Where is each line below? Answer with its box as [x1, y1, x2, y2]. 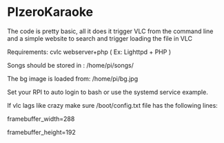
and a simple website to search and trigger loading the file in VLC [7, 34, 193, 42]
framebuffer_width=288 [7, 115, 75, 123]
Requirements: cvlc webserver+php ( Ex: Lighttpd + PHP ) [7, 48, 171, 56]
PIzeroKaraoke [7, 4, 94, 20]
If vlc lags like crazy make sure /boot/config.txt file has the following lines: [7, 101, 218, 109]
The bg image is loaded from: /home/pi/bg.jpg [7, 74, 139, 83]
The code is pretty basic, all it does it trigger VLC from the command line [7, 27, 214, 35]
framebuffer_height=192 [7, 128, 76, 136]
